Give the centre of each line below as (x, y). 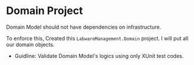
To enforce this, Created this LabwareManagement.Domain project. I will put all (97, 38)
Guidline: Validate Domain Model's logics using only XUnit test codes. (99, 56)
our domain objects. (30, 45)
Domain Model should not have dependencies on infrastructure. (84, 27)
